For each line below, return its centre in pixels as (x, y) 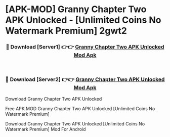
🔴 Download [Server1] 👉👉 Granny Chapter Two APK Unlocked (85, 47)
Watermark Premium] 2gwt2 (66, 31)
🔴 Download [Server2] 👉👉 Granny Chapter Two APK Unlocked (85, 79)
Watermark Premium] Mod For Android (46, 129)
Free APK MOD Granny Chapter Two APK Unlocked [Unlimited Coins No (80, 108)
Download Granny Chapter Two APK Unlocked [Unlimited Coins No (75, 124)
